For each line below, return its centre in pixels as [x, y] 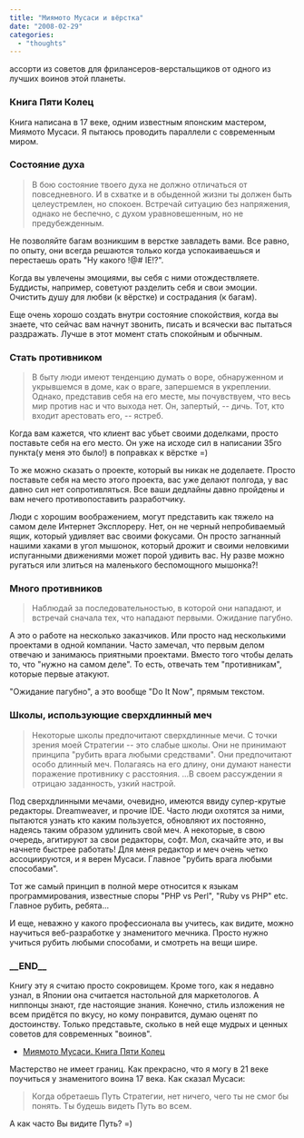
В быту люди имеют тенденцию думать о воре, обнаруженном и [157, 377]
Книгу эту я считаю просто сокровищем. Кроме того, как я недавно [142, 985]
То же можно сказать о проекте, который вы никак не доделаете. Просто [152, 470]
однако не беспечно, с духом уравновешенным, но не [137, 213]
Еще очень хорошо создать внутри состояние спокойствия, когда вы [144, 314]
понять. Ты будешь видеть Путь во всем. [112, 1106]
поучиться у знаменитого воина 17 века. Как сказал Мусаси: [127, 1079]
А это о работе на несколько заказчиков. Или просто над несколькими [147, 636]
